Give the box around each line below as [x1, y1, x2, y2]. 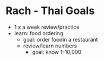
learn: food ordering [14, 29, 64, 36]
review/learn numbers [23, 42, 77, 49]
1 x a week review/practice [14, 23, 80, 30]
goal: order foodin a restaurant [23, 36, 99, 43]
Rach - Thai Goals [5, 4, 95, 18]
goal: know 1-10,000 [31, 48, 81, 55]
